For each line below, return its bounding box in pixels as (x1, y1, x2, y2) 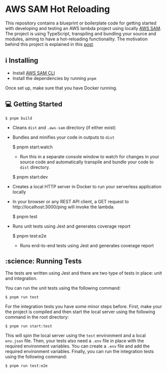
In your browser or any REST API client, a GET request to (12, 198, 129, 204)
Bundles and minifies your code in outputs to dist (12, 134, 115, 140)
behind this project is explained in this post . (5, 41, 95, 47)
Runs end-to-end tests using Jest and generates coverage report (19, 242, 154, 248)
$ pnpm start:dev (12, 174, 48, 180)
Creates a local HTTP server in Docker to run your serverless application (12, 183, 162, 189)
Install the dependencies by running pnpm (12, 75, 97, 81)
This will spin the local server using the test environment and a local (5, 333, 146, 339)
